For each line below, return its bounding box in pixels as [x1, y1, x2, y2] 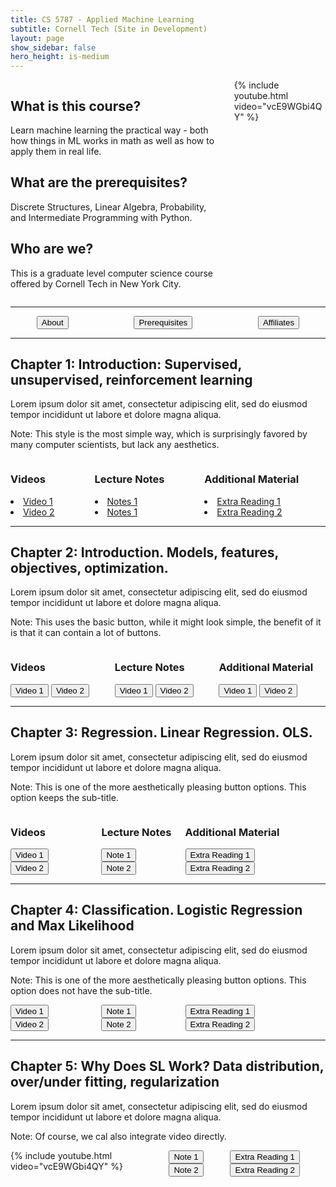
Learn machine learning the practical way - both [10, 124, 209, 136]
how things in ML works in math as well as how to [10, 134, 215, 146]
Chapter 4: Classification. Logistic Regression [10, 902, 303, 919]
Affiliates [262, 317, 295, 328]
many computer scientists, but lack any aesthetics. [10, 439, 220, 451]
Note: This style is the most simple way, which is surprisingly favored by [10, 428, 308, 440]
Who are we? [10, 241, 94, 258]
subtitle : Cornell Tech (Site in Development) [10, 24, 208, 34]
